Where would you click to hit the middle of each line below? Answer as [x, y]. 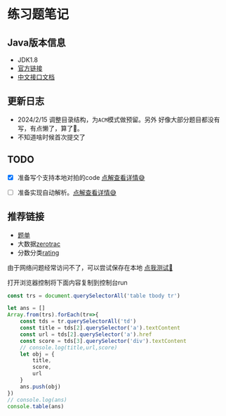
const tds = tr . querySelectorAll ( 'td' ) [78, 321]
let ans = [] [26, 308]
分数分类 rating [38, 252]
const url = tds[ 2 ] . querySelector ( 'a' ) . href [86, 334]
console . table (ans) [36, 406]
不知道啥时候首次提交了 [51, 137]
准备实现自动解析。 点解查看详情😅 [67, 192]
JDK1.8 [28, 60]
